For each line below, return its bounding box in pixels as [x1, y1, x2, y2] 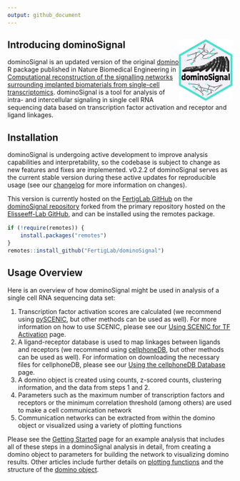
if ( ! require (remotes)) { [7, 225, 84, 232]
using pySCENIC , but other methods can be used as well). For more [17, 315, 217, 323]
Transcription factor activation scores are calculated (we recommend [17, 307, 221, 315]
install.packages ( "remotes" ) [20, 232, 107, 239]
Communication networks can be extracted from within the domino [17, 413, 216, 422]
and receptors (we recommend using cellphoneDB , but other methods [17, 345, 224, 353]
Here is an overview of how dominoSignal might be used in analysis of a [7, 285, 219, 294]
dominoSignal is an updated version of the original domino [7, 58, 179, 66]
